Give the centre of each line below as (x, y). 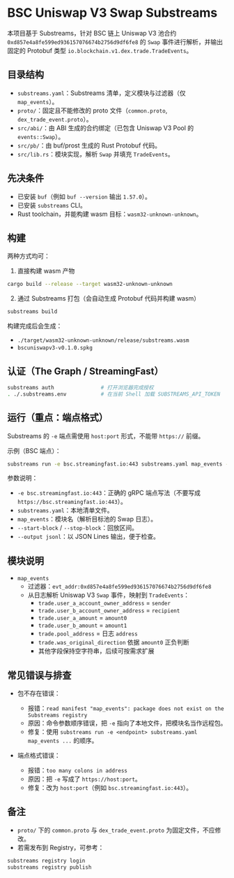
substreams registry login (46, 861)
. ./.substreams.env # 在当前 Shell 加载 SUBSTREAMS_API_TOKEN (114, 394)
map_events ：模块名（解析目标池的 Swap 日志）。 (87, 519)
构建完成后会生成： (35, 326)
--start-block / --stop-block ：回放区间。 (77, 528)
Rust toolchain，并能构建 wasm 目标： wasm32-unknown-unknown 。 (110, 214)
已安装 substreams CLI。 (52, 205)
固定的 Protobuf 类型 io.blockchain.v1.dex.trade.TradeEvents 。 (100, 50)
